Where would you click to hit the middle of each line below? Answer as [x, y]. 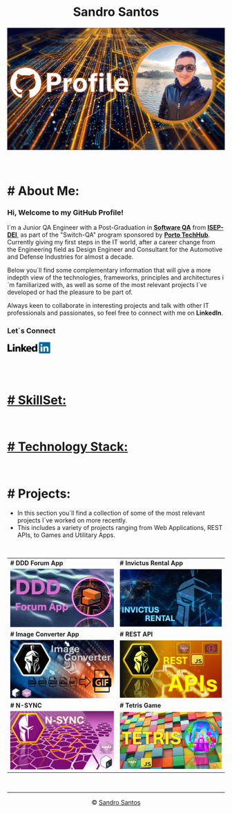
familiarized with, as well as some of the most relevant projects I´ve [112, 284]
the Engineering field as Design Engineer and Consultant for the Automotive [115, 249]
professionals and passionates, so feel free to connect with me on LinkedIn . [115, 313]
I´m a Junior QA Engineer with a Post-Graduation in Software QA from [107, 227]
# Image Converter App [45, 634]
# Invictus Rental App [152, 562]
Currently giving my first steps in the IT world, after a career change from [111, 242]
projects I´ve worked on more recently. [72, 520]
